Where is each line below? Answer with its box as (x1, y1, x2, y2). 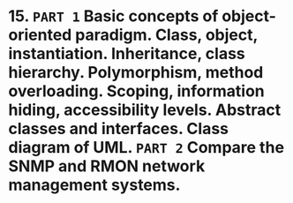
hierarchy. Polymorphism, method (8, 63, 264, 83)
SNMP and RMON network (8, 156, 206, 177)
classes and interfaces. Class (8, 119, 229, 139)
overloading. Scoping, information (8, 81, 266, 101)
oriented (8, 25, 72, 45)
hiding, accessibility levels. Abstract (8, 100, 282, 120)
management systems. (8, 175, 181, 195)
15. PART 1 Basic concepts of (8, 6, 219, 26)
